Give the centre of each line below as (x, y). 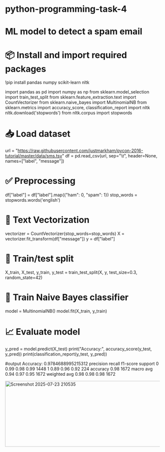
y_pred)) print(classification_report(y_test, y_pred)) (56, 354)
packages (26, 69)
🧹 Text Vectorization (47, 220)
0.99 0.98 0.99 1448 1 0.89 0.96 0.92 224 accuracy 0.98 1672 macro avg (79, 369)
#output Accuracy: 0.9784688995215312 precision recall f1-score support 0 (82, 363)
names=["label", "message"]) (35, 161)
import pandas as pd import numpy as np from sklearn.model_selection (77, 92)
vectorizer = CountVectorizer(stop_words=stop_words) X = (65, 234)
